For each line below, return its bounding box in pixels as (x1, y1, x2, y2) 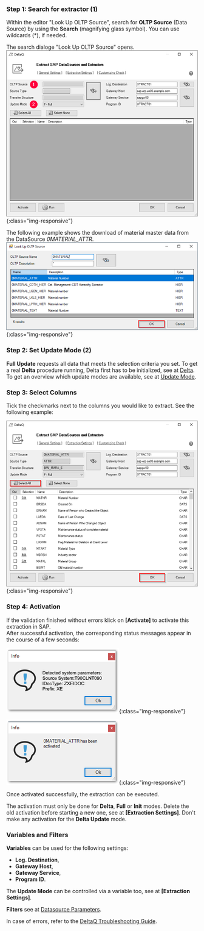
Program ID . (15, 876, 46, 883)
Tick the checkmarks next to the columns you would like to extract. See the (6, 402, 195, 409)
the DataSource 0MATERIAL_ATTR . (6, 235, 94, 243)
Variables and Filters (6, 830, 69, 839)
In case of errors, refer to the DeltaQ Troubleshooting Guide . (6, 917, 157, 925)
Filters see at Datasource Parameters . (6, 905, 102, 913)
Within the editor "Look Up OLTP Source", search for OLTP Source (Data (6, 19, 188, 26)
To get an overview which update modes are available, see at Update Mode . (6, 373, 197, 380)
